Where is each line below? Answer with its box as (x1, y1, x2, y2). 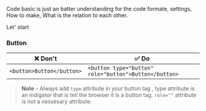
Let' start (6, 24, 29, 30)
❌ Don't (34, 54, 57, 63)
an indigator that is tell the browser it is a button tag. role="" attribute (21, 91, 197, 99)
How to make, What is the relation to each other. (6, 12, 128, 19)
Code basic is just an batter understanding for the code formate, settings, (6, 5, 192, 12)
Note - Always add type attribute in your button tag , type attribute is (21, 85, 195, 92)
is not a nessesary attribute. (21, 98, 92, 106)
